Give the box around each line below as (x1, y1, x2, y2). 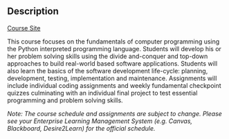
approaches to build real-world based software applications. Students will (7, 59, 218, 68)
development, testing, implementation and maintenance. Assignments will (7, 74, 217, 82)
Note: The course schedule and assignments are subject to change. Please (7, 109, 223, 118)
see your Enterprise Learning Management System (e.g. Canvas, (7, 117, 192, 125)
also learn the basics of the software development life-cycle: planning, (7, 66, 208, 75)
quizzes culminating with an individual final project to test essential (7, 89, 198, 97)
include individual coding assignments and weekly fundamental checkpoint (7, 81, 221, 89)
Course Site (7, 24, 41, 32)
